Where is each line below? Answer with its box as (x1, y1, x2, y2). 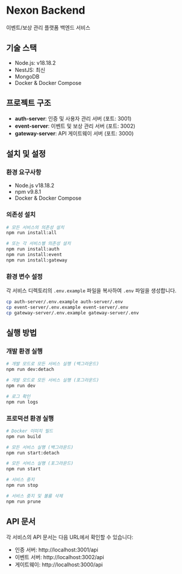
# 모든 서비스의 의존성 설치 (6, 224, 65, 231)
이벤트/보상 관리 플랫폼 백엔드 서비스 (6, 24, 91, 31)
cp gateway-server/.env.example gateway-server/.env (6, 310, 139, 316)
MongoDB (14, 72, 40, 80)
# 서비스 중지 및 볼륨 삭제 (6, 493, 63, 499)
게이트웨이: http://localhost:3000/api (14, 561, 103, 568)
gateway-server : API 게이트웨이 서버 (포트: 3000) (14, 130, 134, 137)
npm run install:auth (6, 246, 60, 253)
